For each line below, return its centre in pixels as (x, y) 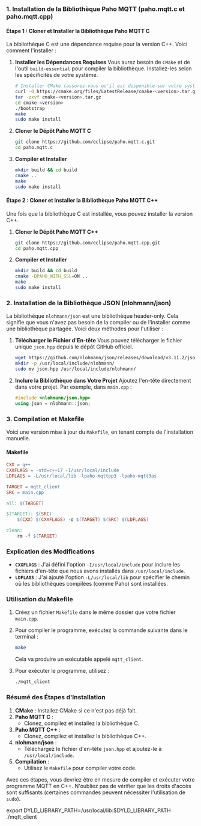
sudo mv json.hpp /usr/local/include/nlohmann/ (75, 369)
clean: (14, 530)
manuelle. (18, 438)
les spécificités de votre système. (56, 75)
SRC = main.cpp (25, 492)
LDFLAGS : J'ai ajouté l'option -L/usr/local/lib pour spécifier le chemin (102, 577)
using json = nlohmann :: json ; (53, 403)
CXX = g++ (19, 465)
